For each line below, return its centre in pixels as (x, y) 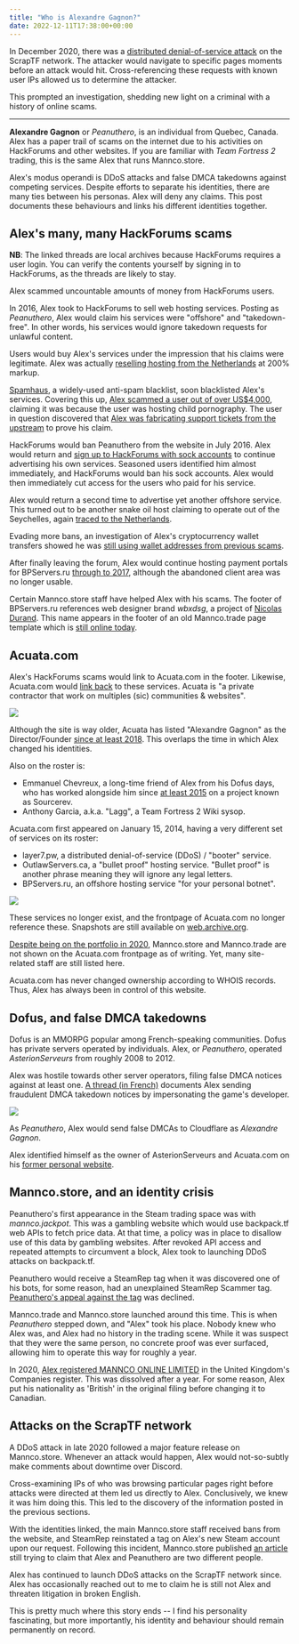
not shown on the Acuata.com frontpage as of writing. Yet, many (128, 954)
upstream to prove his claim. (61, 428)
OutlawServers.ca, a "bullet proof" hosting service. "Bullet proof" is (145, 865)
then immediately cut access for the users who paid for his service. (133, 483)
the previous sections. (50, 1511)
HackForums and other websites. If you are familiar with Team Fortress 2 (142, 150)
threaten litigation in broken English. (75, 1593)
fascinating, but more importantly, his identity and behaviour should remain (147, 1620)
